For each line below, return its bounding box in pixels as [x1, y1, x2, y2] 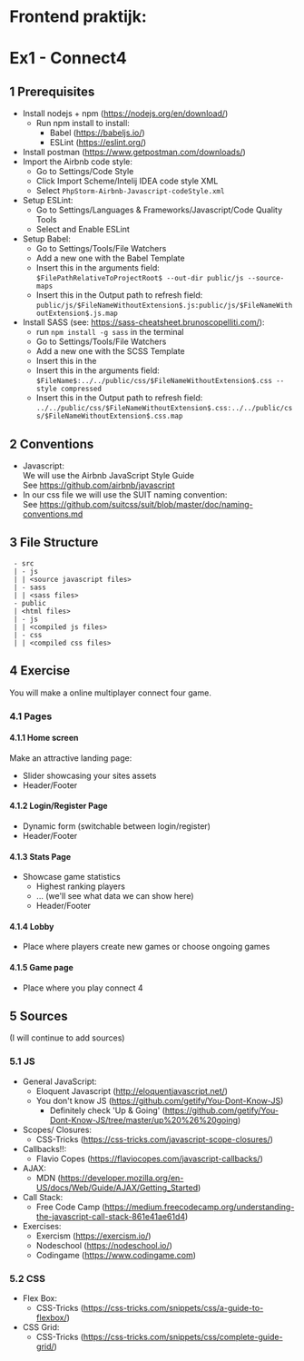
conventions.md [22, 508, 83, 519]
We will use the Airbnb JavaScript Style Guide [22, 470, 195, 480]
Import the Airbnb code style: [22, 156, 133, 167]
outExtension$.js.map [35, 309, 118, 319]
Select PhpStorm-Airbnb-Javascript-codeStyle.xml [35, 185, 225, 196]
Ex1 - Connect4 [9, 48, 127, 69]
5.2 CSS [9, 1272, 45, 1285]
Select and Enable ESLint [35, 224, 130, 235]
